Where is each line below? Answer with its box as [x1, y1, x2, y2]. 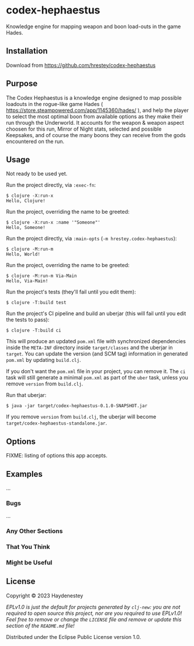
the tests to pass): [6, 316, 50, 323]
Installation [6, 46, 48, 56]
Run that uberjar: [6, 392, 47, 399]
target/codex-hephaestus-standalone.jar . [6, 419, 108, 426]
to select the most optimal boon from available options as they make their [6, 112, 183, 120]
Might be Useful [6, 559, 53, 567]
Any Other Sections [6, 527, 63, 535]
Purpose [6, 78, 38, 88]
